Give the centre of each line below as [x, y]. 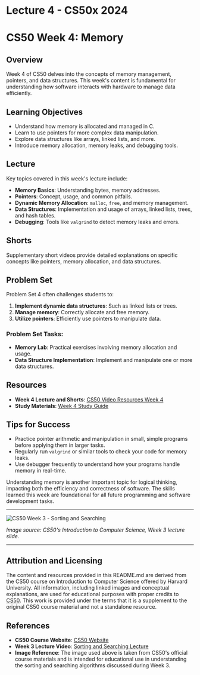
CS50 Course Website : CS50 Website [62, 640]
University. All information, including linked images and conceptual [88, 588]
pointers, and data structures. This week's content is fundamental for [91, 81]
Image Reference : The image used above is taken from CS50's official [101, 652]
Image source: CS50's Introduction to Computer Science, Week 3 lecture [96, 530]
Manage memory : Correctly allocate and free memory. [82, 312]
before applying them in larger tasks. [60, 445]
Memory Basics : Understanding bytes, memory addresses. [87, 190]
